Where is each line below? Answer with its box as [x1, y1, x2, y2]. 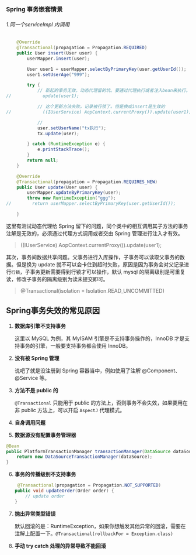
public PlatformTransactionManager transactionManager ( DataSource [6, 448, 171, 454]
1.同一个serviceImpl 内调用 [6, 20, 70, 28]
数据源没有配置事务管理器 [14, 431, 76, 438]
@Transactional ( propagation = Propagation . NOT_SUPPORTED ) [17, 482, 162, 488]
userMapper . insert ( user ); [27, 56, 90, 61]
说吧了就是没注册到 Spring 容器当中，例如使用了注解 [14, 367, 141, 374]
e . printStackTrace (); [37, 146, 90, 153]
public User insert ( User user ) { [16, 50, 98, 56]
